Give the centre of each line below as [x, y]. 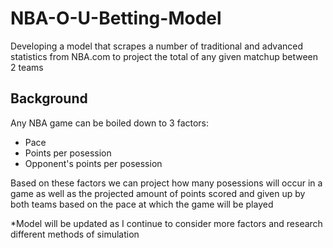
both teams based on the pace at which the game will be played [142, 204]
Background [49, 98]
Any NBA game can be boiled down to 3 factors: [110, 123]
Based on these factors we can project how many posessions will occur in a [166, 183]
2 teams [27, 67]
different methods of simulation [75, 234]
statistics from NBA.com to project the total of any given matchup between [164, 56]
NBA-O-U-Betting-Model [116, 18]
